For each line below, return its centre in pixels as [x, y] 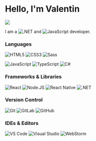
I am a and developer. [48, 31]
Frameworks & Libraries [33, 77]
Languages [19, 44]
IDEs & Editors [22, 123]
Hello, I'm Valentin [42, 9]
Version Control [24, 100]
